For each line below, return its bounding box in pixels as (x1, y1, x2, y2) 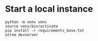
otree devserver (5, 32, 38, 37)
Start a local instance (5, 3, 93, 15)
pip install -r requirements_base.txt (5, 28, 84, 33)
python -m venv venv (5, 20, 48, 24)
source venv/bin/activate (5, 23, 58, 29)
